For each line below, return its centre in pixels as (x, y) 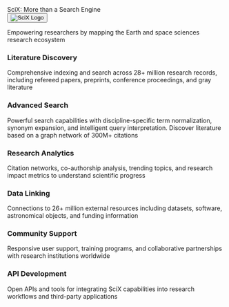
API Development (37, 274)
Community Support (42, 234)
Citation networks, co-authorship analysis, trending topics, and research (110, 168)
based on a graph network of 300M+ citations (73, 135)
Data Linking (29, 193)
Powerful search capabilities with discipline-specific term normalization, (110, 120)
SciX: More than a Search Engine (54, 9)
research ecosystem (36, 40)
